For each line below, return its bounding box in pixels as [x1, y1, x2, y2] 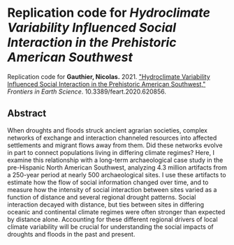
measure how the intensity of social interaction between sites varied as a [7, 185, 217, 193]
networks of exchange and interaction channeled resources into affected [7, 133, 217, 142]
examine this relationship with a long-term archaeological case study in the [7, 156, 224, 164]
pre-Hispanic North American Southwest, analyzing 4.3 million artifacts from [7, 163, 227, 172]
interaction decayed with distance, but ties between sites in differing [7, 200, 205, 209]
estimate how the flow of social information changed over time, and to [7, 178, 209, 186]
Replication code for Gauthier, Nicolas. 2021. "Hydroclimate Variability [7, 72, 211, 81]
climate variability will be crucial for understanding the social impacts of [7, 222, 214, 231]
